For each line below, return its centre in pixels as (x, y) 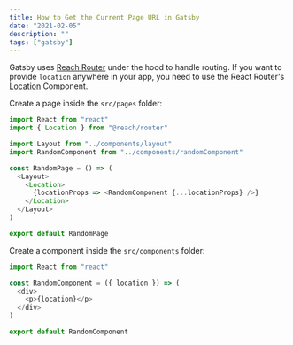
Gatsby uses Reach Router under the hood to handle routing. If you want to (146, 67)
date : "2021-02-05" (45, 26)
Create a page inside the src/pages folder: (86, 104)
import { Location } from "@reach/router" (89, 128)
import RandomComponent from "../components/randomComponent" (126, 152)
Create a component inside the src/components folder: (107, 250)
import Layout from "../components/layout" (91, 144)
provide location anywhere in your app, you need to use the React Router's (147, 77)
